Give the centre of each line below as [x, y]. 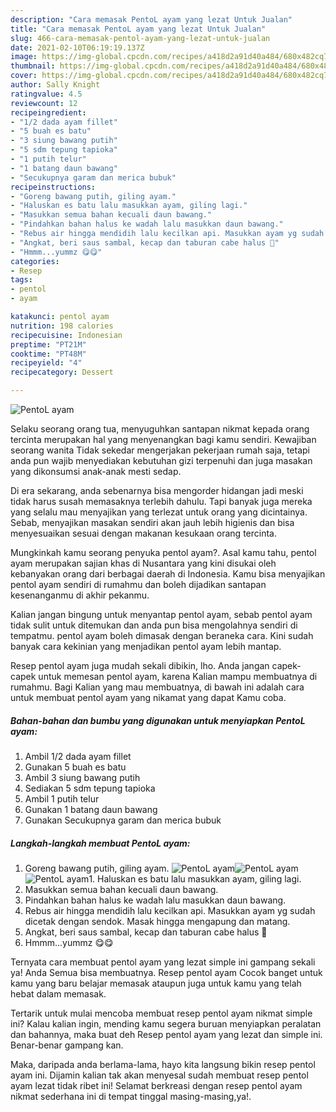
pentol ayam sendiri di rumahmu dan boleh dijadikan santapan [138, 584]
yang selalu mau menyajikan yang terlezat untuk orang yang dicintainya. [159, 512]
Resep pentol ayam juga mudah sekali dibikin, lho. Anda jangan [140, 665]
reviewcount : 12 [44, 103]
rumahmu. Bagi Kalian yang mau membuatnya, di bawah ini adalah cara [157, 687]
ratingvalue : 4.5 [46, 94]
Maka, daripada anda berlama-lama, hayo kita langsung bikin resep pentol [163, 1064]
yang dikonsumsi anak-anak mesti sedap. [96, 471]
